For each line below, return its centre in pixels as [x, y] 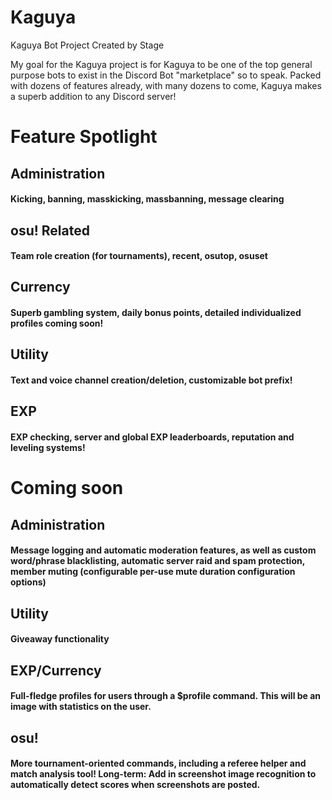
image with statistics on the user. [81, 707]
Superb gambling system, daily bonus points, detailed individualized [156, 313]
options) [28, 582]
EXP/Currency [56, 670]
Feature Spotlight [84, 137]
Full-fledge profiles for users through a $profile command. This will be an [166, 696]
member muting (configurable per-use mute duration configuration [153, 572]
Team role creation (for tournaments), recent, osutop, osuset [139, 256]
